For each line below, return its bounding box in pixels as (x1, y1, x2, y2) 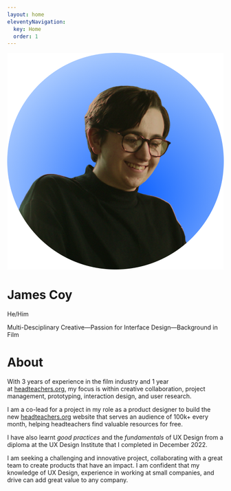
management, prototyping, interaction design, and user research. (7, 392, 192, 400)
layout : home (7, 11, 45, 18)
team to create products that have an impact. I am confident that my (7, 461, 200, 470)
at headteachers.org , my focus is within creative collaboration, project (7, 385, 206, 393)
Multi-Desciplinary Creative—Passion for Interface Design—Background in (7, 323, 218, 331)
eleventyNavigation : (7, 18, 67, 25)
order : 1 (13, 33, 38, 40)
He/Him (7, 310, 29, 318)
